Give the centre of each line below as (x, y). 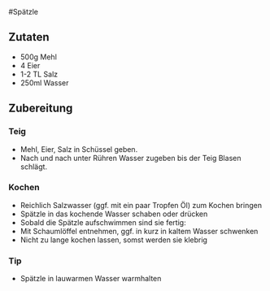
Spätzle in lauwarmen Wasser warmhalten (91, 279)
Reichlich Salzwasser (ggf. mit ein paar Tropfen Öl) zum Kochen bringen (141, 205)
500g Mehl (38, 57)
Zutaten (29, 37)
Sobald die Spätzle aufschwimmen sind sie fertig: (103, 222)
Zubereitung (41, 109)
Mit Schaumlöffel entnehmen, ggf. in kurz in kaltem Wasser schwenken (139, 231)
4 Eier (30, 65)
